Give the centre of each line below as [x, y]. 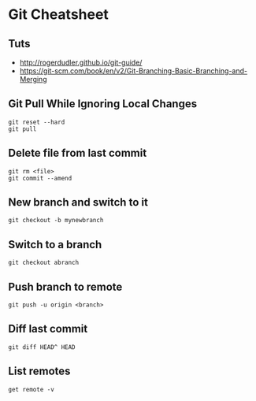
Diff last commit [48, 329]
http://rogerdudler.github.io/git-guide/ [81, 62]
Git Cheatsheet [58, 15]
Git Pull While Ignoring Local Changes [103, 104]
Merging [33, 79]
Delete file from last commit [78, 153]
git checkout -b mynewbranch [56, 221]
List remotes [39, 371]
